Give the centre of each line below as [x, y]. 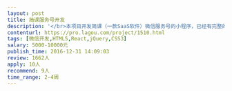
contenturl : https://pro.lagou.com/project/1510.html [86, 32]
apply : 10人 [24, 64]
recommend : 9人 [28, 70]
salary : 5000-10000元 [38, 45]
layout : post [26, 13]
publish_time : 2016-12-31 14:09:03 [58, 52]
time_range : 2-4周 [33, 77]
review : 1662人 [28, 58]
